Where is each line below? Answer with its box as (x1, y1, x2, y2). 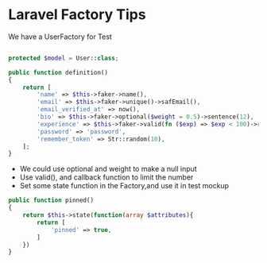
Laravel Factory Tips (8, 6, 146, 24)
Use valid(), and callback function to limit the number (19, 172, 194, 182)
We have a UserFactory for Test (8, 32, 113, 41)
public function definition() (8, 68, 109, 76)
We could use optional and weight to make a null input (19, 164, 197, 174)
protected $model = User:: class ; (8, 54, 119, 62)
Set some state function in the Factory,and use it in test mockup (19, 181, 229, 191)
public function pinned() (8, 196, 94, 204)
